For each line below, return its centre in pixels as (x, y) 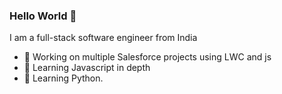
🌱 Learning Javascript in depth (87, 68)
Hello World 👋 (43, 16)
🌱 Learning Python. (63, 78)
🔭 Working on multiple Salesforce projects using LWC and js (147, 57)
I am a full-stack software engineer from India (103, 38)
